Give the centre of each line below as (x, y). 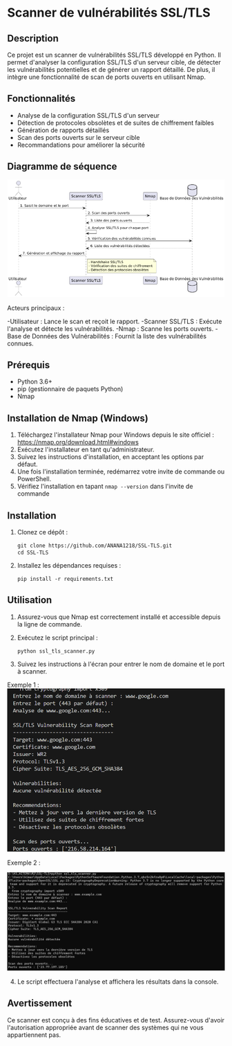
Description (33, 38)
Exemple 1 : (23, 685)
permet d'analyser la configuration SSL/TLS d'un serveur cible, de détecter (114, 62)
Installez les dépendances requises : (69, 566)
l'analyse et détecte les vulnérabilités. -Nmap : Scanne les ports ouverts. (110, 328)
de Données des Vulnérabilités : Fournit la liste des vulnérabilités (115, 336)
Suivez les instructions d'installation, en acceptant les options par (110, 457)
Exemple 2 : (24, 863)
